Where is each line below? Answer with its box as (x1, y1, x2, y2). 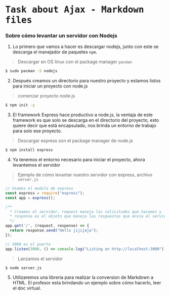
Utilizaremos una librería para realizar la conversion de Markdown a (12, 274, 154, 280)
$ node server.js (5, 265, 42, 270)
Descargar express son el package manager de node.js (17, 138, 133, 144)
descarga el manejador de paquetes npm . (12, 49, 98, 55)
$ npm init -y (5, 103, 35, 108)
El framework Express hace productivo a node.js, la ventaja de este (12, 112, 153, 118)
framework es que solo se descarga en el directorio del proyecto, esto (12, 117, 159, 123)
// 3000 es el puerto (5, 241, 51, 247)
